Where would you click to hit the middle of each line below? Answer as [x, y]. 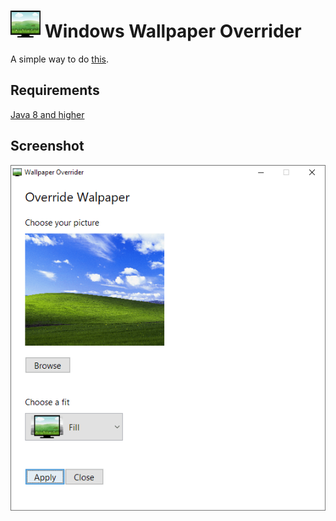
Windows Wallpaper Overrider [173, 31]
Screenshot [47, 146]
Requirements [55, 90]
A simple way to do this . [59, 59]
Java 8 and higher [47, 114]
